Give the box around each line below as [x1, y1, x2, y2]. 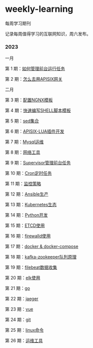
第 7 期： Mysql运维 [5, 139, 44, 145]
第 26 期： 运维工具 [5, 338, 43, 344]
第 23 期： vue [5, 306, 33, 312]
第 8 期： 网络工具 [5, 149, 41, 156]
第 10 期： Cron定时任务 [5, 170, 52, 176]
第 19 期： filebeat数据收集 [5, 264, 57, 270]
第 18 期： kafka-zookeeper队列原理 [5, 254, 77, 260]
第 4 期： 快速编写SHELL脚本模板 [5, 107, 71, 114]
